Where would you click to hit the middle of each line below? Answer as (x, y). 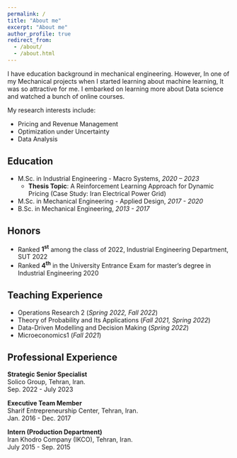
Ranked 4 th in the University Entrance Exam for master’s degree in (114, 265)
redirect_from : (30, 40)
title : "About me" (34, 21)
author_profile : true (39, 34)
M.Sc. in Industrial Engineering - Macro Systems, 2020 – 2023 (108, 178)
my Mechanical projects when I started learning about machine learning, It (116, 81)
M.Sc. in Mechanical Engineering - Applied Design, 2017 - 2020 (110, 201)
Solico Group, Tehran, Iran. (47, 382)
